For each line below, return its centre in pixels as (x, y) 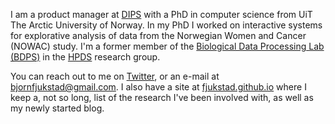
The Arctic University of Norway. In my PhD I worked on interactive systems (166, 25)
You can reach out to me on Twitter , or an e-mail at (115, 76)
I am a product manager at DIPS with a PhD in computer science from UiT (161, 14)
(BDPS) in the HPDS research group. (85, 57)
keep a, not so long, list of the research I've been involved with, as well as (162, 97)
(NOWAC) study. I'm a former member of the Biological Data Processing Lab (167, 46)
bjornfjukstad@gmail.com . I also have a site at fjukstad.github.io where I (158, 87)
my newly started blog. (57, 108)
